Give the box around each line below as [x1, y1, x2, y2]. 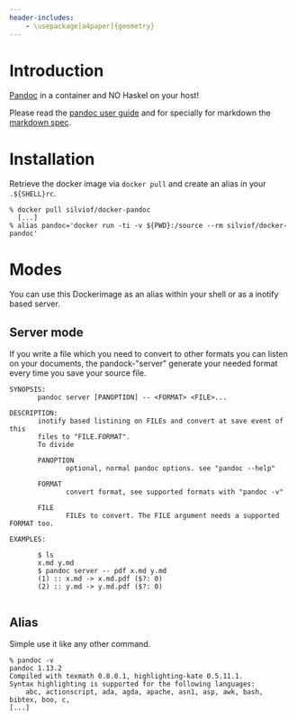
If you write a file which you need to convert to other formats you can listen [9, 349, 288, 360]
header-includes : [9, 13, 75, 23]
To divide [37, 441, 75, 450]
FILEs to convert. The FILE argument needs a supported [66, 511, 280, 521]
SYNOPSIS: [9, 385, 47, 395]
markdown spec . [9, 117, 72, 128]
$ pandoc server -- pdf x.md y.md [37, 567, 167, 576]
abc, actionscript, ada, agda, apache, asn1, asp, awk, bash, [25, 687, 264, 697]
